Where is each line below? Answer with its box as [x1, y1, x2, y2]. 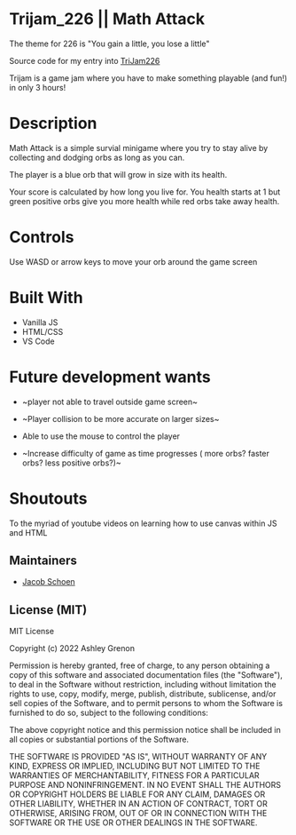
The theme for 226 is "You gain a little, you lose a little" [9, 38, 210, 49]
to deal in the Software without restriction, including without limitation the [9, 680, 277, 690]
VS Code [21, 336, 55, 346]
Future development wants [9, 367, 211, 386]
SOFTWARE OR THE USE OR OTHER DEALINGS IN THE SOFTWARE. [9, 817, 258, 828]
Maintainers [9, 553, 78, 569]
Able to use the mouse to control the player [21, 431, 180, 441]
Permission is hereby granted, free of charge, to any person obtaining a [9, 660, 270, 671]
